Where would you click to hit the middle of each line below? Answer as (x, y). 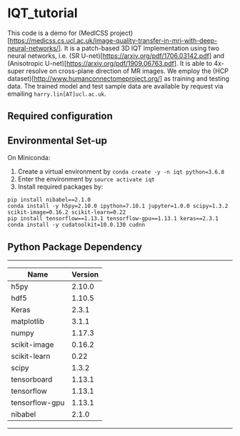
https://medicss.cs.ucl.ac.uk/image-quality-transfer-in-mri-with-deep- (114, 40)
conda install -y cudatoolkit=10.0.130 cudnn (76, 225)
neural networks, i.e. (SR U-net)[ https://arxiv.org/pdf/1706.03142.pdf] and (116, 56)
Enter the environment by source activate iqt (86, 179)
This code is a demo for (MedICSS (58, 33)
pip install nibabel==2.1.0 (49, 200)
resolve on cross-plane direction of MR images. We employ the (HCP (127, 71)
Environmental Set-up (57, 140)
